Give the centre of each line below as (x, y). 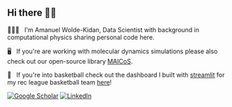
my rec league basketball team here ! (60, 82)
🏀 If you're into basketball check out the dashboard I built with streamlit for (116, 75)
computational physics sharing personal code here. (81, 37)
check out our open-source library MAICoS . (70, 61)
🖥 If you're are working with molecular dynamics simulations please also (113, 51)
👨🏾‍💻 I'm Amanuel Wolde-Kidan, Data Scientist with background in (103, 29)
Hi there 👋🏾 (32, 13)
